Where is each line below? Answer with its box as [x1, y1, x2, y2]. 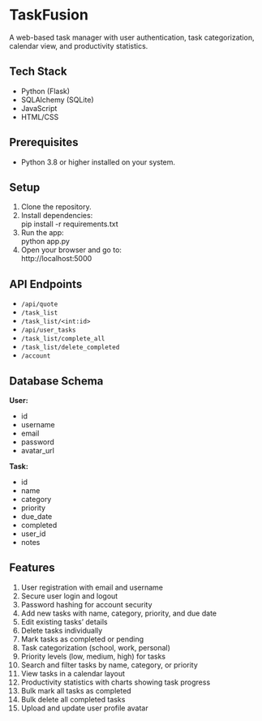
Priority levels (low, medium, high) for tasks [20, 651, 166, 661]
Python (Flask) [20, 86, 71, 96]
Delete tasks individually [20, 625, 103, 635]
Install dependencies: [20, 211, 93, 221]
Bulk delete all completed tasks [20, 694, 126, 704]
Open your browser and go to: [20, 245, 122, 255]
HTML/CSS [20, 112, 59, 122]
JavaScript [20, 103, 58, 113]
